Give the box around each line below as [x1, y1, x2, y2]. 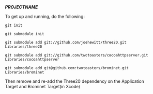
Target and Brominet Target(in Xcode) [5, 84, 81, 89]
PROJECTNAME [5, 4, 38, 10]
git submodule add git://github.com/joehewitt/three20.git [5, 40, 127, 45]
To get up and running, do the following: [5, 14, 85, 19]
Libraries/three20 [5, 44, 42, 49]
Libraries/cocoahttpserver [5, 57, 60, 62]
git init [5, 23, 23, 28]
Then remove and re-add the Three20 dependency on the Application [5, 78, 144, 84]
